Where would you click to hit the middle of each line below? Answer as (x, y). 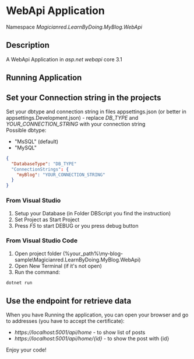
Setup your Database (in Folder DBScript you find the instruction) (93, 213)
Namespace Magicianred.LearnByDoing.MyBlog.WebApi (74, 27)
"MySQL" (25, 148)
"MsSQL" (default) (36, 141)
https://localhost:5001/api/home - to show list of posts (80, 332)
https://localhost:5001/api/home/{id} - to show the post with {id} (92, 339)
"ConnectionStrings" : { (40, 169)
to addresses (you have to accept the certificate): (65, 321)
